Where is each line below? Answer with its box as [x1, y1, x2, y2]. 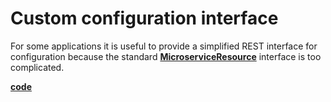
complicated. [10, 61, 65, 73]
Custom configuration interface [10, 7, 279, 30]
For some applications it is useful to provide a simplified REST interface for [10, 40, 318, 52]
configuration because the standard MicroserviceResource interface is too [10, 50, 322, 62]
